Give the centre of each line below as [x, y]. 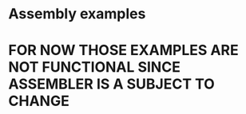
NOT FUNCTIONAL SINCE [95, 67]
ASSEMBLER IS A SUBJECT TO [112, 84]
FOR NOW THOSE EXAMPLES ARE [124, 51]
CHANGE [39, 101]
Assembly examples [77, 14]
